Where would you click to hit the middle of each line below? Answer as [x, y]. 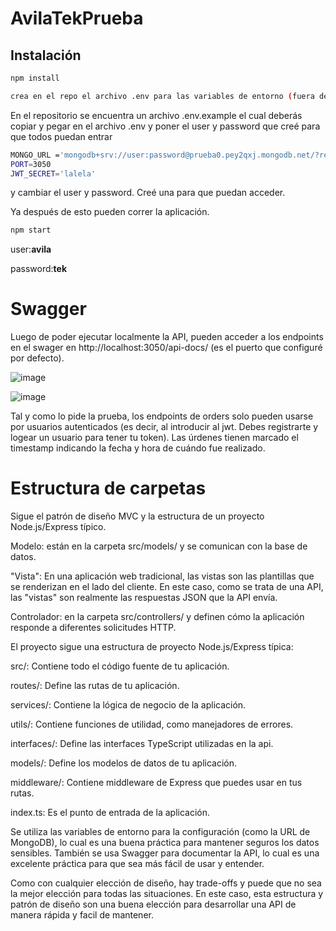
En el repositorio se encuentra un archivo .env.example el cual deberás [156, 115]
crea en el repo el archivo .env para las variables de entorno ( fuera [162, 96]
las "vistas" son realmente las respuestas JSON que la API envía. [144, 598]
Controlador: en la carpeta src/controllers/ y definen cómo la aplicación [157, 617]
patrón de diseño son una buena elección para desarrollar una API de [153, 904]
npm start [31, 230]
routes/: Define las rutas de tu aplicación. [95, 686]
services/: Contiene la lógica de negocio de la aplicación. [128, 705]
